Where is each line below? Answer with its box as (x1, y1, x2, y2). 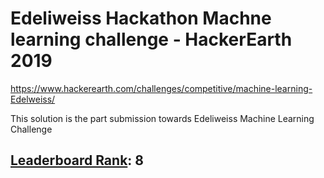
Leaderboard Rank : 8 (10, 152, 144, 169)
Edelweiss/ (10, 93, 56, 105)
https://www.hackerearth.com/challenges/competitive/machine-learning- (10, 82, 313, 94)
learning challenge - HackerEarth (10, 28, 293, 51)
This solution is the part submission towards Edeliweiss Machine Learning (10, 112, 315, 124)
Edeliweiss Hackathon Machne (10, 7, 272, 30)
